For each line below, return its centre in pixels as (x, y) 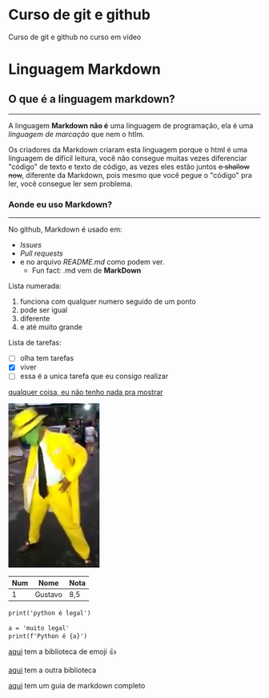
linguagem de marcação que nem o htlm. (76, 134)
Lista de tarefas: (35, 343)
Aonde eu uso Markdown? (60, 204)
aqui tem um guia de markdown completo (77, 685)
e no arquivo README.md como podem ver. (92, 262)
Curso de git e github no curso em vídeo (75, 37)
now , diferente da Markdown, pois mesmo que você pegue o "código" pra (130, 175)
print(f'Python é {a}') (48, 636)
